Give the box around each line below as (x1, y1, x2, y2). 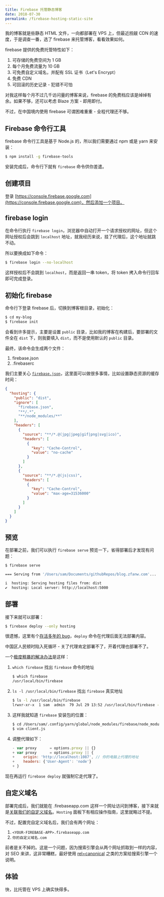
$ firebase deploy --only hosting (5, 624, 76, 629)
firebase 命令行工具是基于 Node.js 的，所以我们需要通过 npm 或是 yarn (5, 138, 148, 144)
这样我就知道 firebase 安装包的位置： (12, 712, 88, 718)
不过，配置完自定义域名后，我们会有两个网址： (5, 819, 99, 825)
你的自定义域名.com (12, 835, 47, 840)
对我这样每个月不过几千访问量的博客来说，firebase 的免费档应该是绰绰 (5, 92, 147, 98)
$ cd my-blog (5, 315, 32, 320)
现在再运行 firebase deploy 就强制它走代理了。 (5, 773, 101, 779)
